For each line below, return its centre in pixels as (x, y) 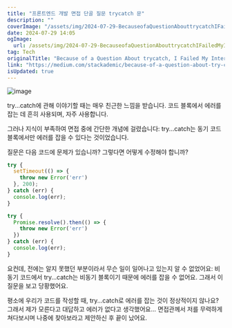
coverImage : (24, 26)
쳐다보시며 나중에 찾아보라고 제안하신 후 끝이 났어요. (77, 318)
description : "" (30, 20)
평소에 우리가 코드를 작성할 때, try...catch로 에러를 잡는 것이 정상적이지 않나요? (113, 300)
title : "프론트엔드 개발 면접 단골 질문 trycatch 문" (76, 13)
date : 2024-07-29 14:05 (41, 33)
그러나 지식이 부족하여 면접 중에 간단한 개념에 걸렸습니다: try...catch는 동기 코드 (114, 128)
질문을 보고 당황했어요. (38, 286)
